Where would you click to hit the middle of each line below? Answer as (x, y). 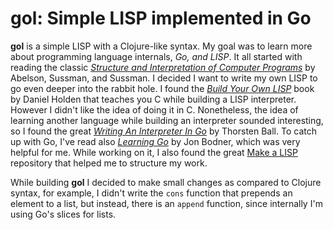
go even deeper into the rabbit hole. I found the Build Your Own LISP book (162, 88)
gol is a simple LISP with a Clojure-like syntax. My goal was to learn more (161, 46)
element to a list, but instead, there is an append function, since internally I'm (166, 203)
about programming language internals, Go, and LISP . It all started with (156, 56)
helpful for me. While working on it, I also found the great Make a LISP (154, 152)
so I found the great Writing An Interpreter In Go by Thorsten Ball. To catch (163, 131)
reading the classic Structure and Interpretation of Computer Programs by (163, 67)
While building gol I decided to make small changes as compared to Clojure (166, 182)
